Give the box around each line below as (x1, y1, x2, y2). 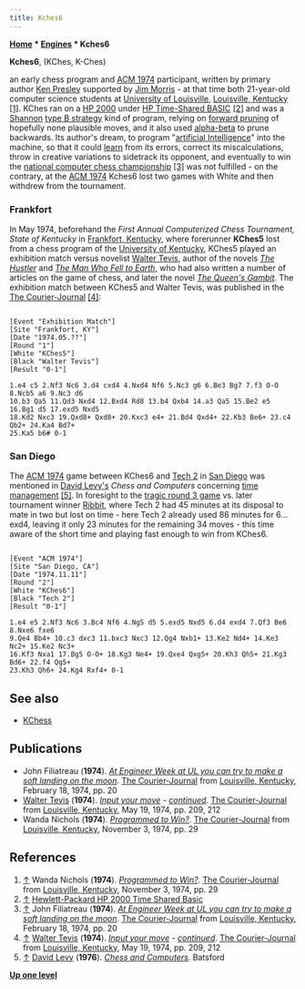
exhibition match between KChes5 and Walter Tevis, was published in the (9, 282, 285, 293)
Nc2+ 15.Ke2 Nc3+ (9, 642, 76, 652)
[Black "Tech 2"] (9, 594, 76, 603)
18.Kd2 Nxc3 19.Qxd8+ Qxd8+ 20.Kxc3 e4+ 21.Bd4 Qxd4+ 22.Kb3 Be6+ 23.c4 (9, 412, 291, 422)
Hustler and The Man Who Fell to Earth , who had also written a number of (9, 262, 287, 273)
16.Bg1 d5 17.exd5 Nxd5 (9, 405, 100, 414)
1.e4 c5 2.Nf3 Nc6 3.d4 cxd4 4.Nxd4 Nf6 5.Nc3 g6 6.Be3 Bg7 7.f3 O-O (9, 380, 280, 390)
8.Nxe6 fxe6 (9, 626, 55, 635)
